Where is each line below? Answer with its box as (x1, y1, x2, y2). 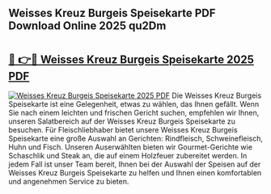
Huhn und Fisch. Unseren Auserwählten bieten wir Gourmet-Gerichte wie (8, 142, 253, 152)
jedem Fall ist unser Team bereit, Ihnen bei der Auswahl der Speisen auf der (8, 159, 261, 169)
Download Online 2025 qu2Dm (8, 19, 167, 33)
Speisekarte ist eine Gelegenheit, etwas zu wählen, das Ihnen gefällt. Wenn (8, 99, 260, 108)
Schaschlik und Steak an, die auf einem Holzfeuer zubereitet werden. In (8, 151, 248, 160)
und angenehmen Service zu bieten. (8, 177, 129, 186)
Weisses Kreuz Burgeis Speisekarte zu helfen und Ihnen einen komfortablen (8, 168, 262, 177)
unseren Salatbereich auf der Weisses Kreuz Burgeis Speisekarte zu (8, 116, 236, 126)
